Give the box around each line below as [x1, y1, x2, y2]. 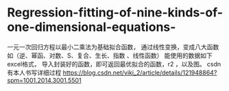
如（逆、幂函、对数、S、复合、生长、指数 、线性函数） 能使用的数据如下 [7, 51, 213, 60]
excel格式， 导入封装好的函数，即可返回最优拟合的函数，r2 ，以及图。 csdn [7, 60, 221, 68]
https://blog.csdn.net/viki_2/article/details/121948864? [62, 68, 217, 77]
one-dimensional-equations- [7, 19, 176, 35]
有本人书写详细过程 [7, 68, 62, 77]
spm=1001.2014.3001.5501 [7, 76, 82, 84]
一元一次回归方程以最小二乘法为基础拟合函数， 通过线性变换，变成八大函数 [7, 42, 219, 51]
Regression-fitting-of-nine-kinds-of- [7, 5, 224, 21]
